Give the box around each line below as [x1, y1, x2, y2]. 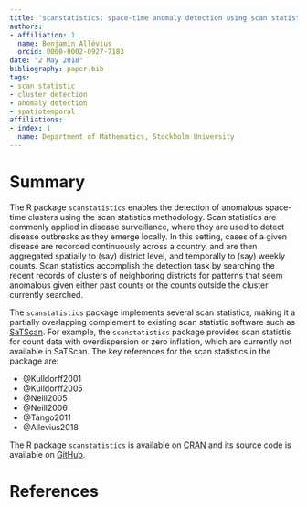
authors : [9, 22, 43, 31]
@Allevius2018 [22, 421, 79, 432]
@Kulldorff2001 [22, 373, 82, 384]
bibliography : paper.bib [9, 65, 104, 74]
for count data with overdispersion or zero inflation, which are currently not [9, 335, 292, 347]
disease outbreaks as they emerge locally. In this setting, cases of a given [9, 230, 288, 242]
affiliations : [9, 115, 64, 124]
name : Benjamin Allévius [17, 38, 112, 48]
